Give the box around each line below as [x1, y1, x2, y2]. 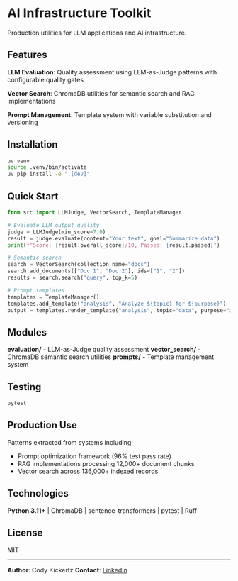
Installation [7, 138, 58, 150]
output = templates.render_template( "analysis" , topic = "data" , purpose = [7, 306, 227, 314]
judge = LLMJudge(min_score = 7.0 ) [7, 228, 106, 236]
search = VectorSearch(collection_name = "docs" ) [7, 261, 151, 268]
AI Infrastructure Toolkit [7, 5, 152, 21]
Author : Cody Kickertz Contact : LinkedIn [7, 566, 127, 575]
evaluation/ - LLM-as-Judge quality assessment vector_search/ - [7, 345, 201, 354]
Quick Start [7, 190, 59, 202]
